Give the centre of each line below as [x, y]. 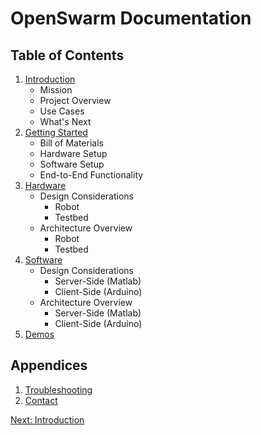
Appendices [49, 365]
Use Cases [62, 111]
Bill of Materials [71, 143]
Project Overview [75, 100]
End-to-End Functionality [91, 175]
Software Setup [72, 164]
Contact [41, 400]
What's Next [65, 121]
